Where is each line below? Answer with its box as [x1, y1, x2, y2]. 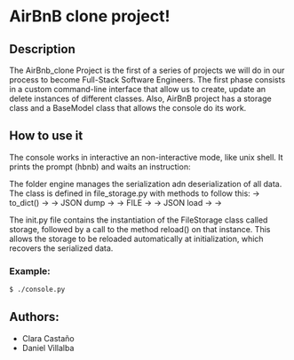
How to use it [9, 129, 83, 144]
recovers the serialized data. [9, 242, 114, 254]
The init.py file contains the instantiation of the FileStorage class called [9, 215, 268, 225]
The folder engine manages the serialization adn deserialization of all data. [9, 178, 282, 189]
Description [9, 42, 75, 57]
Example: [9, 264, 51, 277]
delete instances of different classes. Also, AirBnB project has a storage [9, 93, 273, 104]
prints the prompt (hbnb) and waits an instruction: [9, 161, 191, 172]
